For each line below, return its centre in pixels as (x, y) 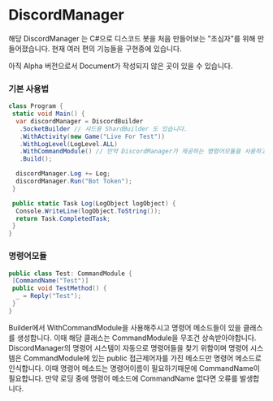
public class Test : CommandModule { (70, 274)
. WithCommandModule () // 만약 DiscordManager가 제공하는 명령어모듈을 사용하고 (143, 152)
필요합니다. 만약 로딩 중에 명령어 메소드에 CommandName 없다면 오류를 (123, 378)
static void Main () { (48, 114)
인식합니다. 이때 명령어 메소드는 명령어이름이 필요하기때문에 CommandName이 (134, 368)
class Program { (36, 106)
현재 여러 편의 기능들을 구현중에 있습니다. (117, 48)
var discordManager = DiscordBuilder (80, 121)
